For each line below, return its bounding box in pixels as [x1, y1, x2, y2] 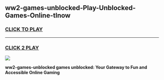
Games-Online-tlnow [5, 12, 71, 20]
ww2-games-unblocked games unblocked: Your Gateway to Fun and [5, 64, 147, 70]
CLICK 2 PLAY [5, 44, 39, 51]
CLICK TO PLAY [5, 26, 43, 33]
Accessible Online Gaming [5, 69, 60, 75]
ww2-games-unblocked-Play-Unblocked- [5, 4, 136, 12]
